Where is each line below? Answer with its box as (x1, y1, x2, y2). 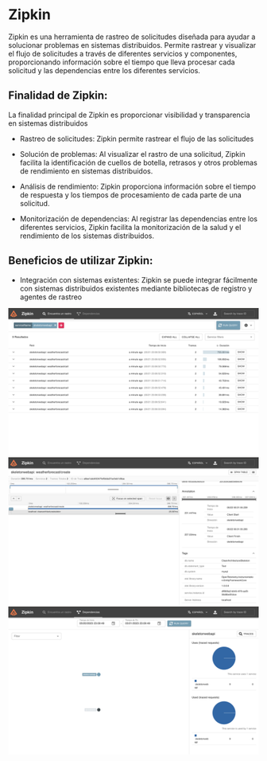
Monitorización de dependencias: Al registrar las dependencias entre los (19, 213, 258, 224)
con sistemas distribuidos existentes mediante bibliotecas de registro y (19, 283, 253, 293)
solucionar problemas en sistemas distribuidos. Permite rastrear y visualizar (8, 40, 257, 49)
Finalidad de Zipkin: (8, 89, 108, 103)
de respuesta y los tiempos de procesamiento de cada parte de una (19, 189, 242, 200)
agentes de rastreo (19, 292, 82, 302)
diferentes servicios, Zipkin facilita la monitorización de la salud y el (19, 222, 242, 232)
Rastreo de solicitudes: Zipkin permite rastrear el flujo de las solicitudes (19, 134, 254, 143)
